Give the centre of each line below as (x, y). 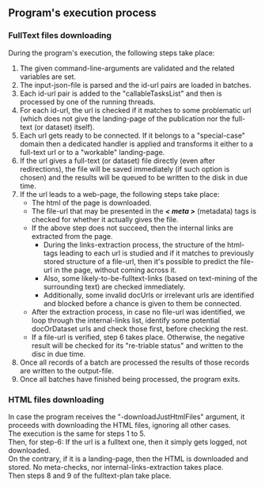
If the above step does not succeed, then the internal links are (132, 228)
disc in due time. (58, 354)
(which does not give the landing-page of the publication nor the (125, 119)
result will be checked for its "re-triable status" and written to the (137, 345)
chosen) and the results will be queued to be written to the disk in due (133, 177)
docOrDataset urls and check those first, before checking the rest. (140, 328)
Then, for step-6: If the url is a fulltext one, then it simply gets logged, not (128, 441)
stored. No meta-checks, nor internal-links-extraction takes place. (116, 467)
